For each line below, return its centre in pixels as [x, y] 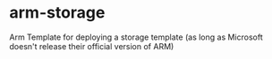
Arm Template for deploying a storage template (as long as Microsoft [136, 37]
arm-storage [57, 13]
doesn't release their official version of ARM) [92, 46]
